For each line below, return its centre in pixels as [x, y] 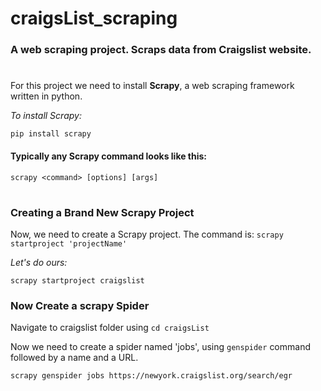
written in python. [46, 96]
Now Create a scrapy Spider [80, 305]
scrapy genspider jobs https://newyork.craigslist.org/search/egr [151, 376]
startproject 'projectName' [69, 244]
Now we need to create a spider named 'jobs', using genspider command [160, 347]
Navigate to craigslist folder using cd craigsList [110, 328]
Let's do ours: [39, 263]
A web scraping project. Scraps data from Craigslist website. [161, 50]
